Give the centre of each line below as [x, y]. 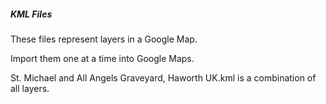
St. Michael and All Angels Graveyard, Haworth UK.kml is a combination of [163, 77]
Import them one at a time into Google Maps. [102, 58]
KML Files [31, 14]
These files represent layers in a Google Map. [104, 39]
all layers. [30, 88]
